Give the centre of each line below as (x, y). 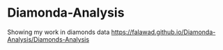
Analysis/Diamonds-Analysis (48, 39)
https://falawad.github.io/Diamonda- (163, 32)
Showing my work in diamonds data (59, 32)
